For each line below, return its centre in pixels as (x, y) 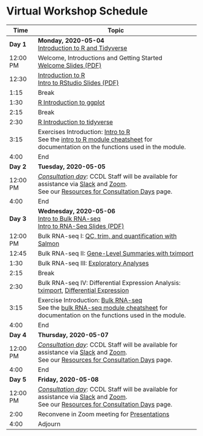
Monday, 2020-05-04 (71, 40)
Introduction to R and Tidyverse (82, 48)
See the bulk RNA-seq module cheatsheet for (103, 307)
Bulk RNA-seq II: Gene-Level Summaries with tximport (116, 253)
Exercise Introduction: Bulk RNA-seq (90, 300)
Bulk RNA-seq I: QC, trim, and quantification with (107, 236)
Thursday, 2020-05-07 (73, 335)
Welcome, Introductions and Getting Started (100, 57)
